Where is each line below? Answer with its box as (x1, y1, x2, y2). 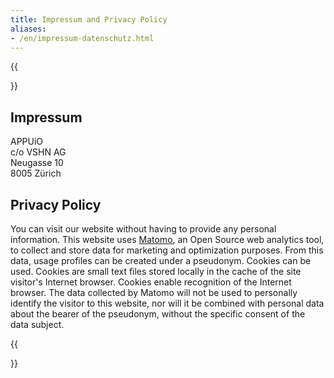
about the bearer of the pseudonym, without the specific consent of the (10, 308, 306, 320)
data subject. (10, 319, 65, 330)
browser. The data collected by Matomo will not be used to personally (10, 287, 298, 298)
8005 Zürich (10, 167, 62, 180)
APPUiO (10, 136, 44, 148)
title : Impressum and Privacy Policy (10, 14, 168, 25)
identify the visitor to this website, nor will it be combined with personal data (10, 297, 325, 309)
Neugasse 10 (10, 157, 64, 169)
